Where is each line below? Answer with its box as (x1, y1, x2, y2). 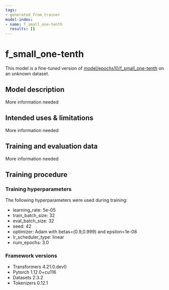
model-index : (5, 17, 33, 22)
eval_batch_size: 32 (12, 218, 54, 224)
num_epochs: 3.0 (12, 240, 49, 246)
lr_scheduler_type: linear (12, 234, 65, 240)
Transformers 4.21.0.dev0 (12, 263, 67, 270)
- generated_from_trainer (5, 12, 60, 17)
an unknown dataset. (5, 71, 49, 77)
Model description (5, 85, 65, 94)
